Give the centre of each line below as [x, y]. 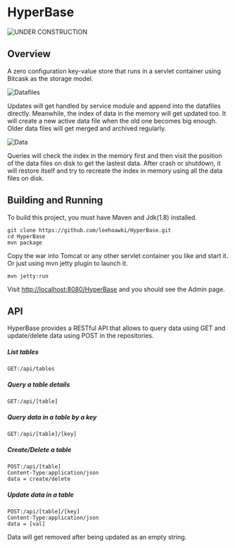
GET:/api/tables [31, 369]
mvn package [25, 243]
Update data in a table [40, 494]
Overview [29, 54]
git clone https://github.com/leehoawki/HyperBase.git [89, 230]
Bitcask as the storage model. [50, 78]
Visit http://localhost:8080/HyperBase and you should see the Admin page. [116, 289]
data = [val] [26, 524]
